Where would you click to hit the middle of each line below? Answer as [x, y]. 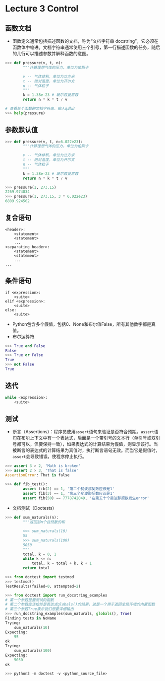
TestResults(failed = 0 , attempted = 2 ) [43, 586]
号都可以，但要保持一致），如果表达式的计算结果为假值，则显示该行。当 [85, 444]
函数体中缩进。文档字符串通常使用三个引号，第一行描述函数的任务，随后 [86, 47]
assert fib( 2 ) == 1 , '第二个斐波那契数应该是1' [69, 489]
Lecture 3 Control [42, 9]
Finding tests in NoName [31, 618]
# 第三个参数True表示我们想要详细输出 [40, 609]
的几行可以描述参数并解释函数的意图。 [51, 53]
